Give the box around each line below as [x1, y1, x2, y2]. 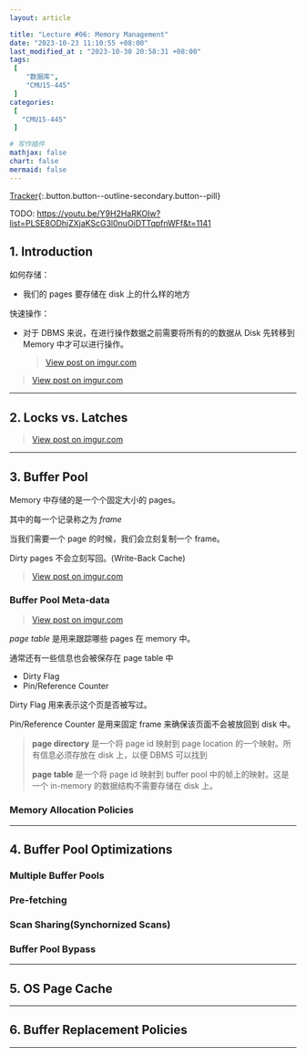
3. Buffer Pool [9, 469, 88, 485]
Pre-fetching [9, 894, 67, 906]
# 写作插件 [9, 140, 46, 149]
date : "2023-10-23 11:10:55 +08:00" [9, 38, 148, 47]
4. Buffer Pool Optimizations [9, 842, 173, 858]
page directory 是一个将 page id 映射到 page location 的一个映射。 [31, 738, 284, 749]
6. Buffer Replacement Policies [9, 1022, 189, 1038]
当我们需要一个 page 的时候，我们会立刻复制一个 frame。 [9, 533, 225, 544]
